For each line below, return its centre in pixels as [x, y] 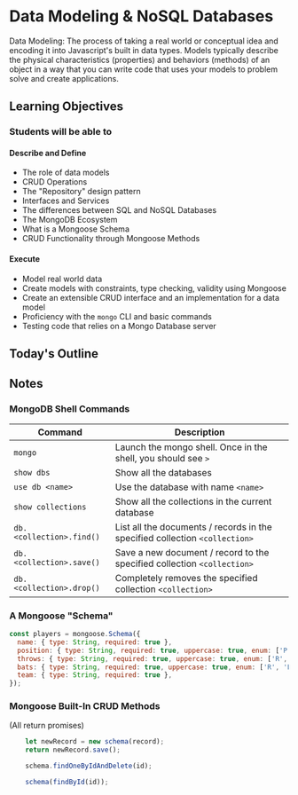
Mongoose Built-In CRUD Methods [85, 706]
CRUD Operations [55, 182]
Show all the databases [164, 472]
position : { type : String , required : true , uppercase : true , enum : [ [149, 650]
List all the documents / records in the [193, 527]
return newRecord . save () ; [73, 750]
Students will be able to [61, 132]
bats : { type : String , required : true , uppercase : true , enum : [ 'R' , [149, 667]
